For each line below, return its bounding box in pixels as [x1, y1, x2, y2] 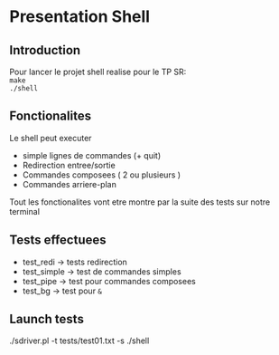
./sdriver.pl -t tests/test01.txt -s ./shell [9, 335, 150, 346]
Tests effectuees [9, 233, 107, 248]
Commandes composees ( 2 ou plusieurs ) [22, 169, 181, 180]
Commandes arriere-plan [22, 178, 117, 189]
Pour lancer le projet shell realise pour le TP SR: [9, 66, 187, 77]
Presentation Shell [9, 6, 151, 27]
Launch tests [9, 312, 84, 327]
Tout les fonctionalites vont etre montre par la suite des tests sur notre [9, 197, 271, 207]
